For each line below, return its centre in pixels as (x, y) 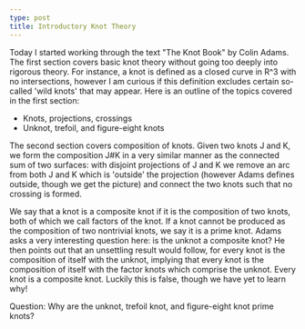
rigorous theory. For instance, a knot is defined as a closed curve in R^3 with (153, 71)
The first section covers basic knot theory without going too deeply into (144, 62)
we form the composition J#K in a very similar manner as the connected (145, 155)
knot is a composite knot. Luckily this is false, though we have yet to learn (148, 279)
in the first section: (45, 100)
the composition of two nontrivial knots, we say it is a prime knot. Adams (146, 230)
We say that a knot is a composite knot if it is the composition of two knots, (150, 211)
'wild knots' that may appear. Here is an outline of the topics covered (163, 91)
